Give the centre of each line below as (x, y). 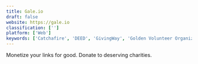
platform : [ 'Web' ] (29, 33)
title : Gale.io (25, 11)
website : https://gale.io (38, 22)
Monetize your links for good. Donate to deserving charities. (79, 55)
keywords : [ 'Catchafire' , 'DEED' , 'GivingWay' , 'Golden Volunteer (89, 38)
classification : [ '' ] (33, 28)
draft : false (22, 17)
